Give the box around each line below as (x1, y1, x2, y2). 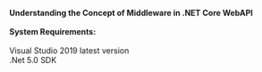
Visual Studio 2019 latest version (9, 45, 130, 56)
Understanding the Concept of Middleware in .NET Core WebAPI (9, 8, 253, 18)
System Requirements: (9, 27, 97, 36)
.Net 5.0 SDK (9, 55, 57, 65)
